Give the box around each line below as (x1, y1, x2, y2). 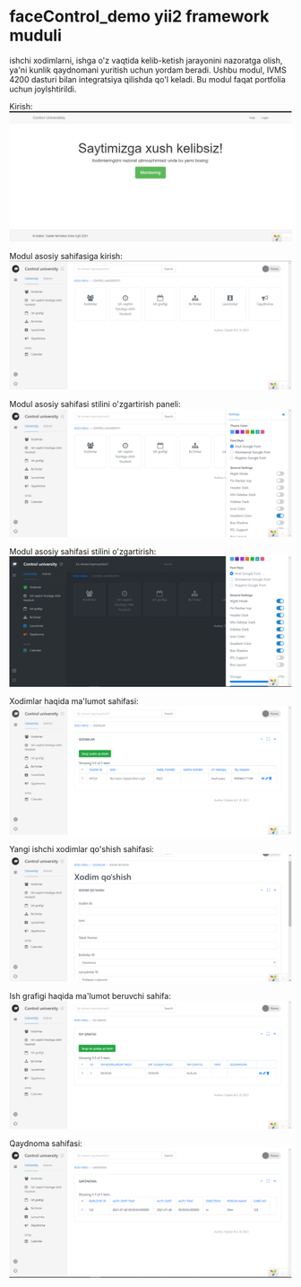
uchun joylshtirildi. (9, 83, 77, 94)
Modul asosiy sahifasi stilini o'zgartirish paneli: (9, 399, 181, 410)
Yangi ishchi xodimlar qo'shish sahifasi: (9, 843, 154, 854)
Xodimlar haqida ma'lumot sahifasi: (9, 695, 139, 706)
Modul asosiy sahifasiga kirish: (9, 250, 123, 261)
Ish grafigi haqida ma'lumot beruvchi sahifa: (9, 990, 172, 1001)
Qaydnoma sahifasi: (9, 1137, 82, 1149)
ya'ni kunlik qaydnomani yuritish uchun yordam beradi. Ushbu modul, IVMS (9, 65, 287, 75)
